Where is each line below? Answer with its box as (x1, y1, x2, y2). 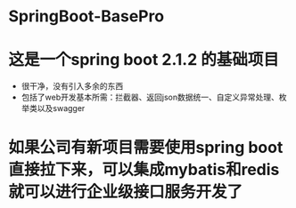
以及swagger (37, 103, 86, 114)
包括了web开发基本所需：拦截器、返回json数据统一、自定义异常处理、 (21, 92, 280, 103)
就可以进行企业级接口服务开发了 (8, 182, 243, 202)
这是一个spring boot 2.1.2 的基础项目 (8, 50, 280, 70)
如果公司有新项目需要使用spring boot (8, 138, 284, 157)
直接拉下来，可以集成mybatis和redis (8, 160, 280, 180)
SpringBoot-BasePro (8, 6, 165, 27)
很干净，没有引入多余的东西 (21, 81, 124, 92)
